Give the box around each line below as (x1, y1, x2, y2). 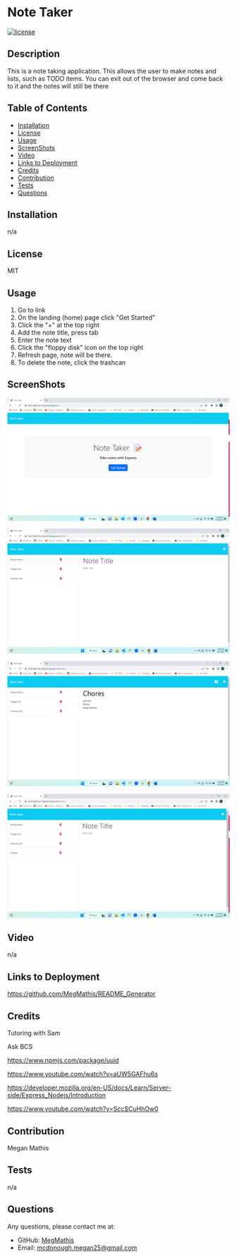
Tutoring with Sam (7, 1029, 61, 1038)
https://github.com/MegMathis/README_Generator (7, 990, 156, 998)
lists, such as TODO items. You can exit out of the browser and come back (7, 74, 224, 83)
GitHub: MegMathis (17, 1236, 74, 1244)
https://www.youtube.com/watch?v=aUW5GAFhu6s (7, 1070, 159, 1078)
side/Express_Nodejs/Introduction (7, 1091, 107, 1100)
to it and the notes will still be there (7, 82, 109, 90)
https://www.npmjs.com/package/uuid (7, 1056, 119, 1065)
